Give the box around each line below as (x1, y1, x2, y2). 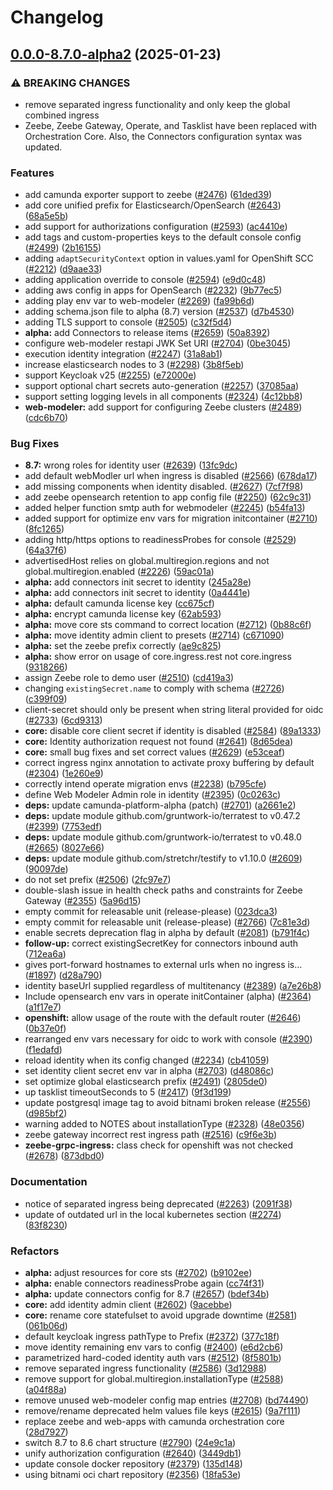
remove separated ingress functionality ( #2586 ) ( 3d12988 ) (24, 1362, 268, 1375)
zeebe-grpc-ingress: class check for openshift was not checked (24, 1139, 293, 1151)
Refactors (10, 1244, 60, 1258)
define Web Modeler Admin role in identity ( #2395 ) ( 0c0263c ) (24, 789, 282, 801)
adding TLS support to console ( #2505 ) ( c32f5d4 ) (24, 316, 233, 328)
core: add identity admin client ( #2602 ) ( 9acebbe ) (24, 1299, 233, 1311)
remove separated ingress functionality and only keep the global (24, 98, 291, 110)
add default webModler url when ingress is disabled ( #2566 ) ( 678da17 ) (24, 470, 318, 482)
